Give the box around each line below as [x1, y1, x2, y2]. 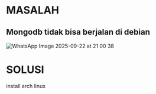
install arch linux [6, 82, 46, 89]
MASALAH [6, 4, 60, 17]
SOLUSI [6, 63, 44, 76]
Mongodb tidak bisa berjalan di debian [6, 27, 151, 37]
